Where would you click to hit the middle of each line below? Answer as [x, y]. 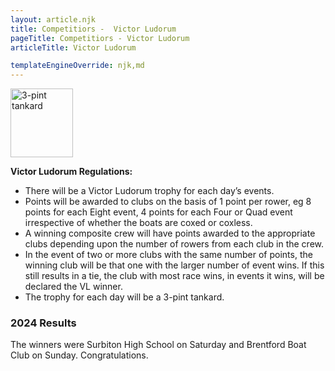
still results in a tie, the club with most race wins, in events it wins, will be [174, 276]
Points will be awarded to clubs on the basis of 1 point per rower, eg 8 [168, 202]
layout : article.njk [53, 19]
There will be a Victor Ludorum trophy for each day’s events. [149, 191]
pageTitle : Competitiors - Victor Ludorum [100, 38]
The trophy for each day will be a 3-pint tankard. [124, 297]
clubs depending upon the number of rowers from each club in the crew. [174, 244]
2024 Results [43, 323]
